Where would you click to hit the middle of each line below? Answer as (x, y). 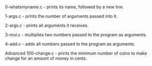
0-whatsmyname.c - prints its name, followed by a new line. (64, 7)
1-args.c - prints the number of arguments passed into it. (61, 16)
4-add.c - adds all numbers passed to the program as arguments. (70, 44)
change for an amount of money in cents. (46, 58)
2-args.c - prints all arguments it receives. (47, 25)
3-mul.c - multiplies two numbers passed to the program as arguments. (76, 35)
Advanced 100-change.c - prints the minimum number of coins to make (76, 53)
